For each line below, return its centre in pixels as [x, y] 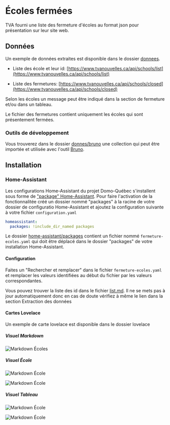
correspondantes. [24, 281]
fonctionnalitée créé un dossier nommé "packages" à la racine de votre [80, 201]
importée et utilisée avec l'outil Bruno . [45, 149]
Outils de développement [37, 133]
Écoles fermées [39, 11]
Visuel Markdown [24, 336]
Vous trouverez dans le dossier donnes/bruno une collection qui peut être [82, 144]
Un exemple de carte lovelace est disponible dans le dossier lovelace [78, 324]
